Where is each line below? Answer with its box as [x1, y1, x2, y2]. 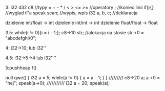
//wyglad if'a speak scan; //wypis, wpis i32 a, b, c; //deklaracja [5, 10, 138, 16]
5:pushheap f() [5, 65, 37, 71]
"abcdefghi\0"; [5, 35, 37, 41]
